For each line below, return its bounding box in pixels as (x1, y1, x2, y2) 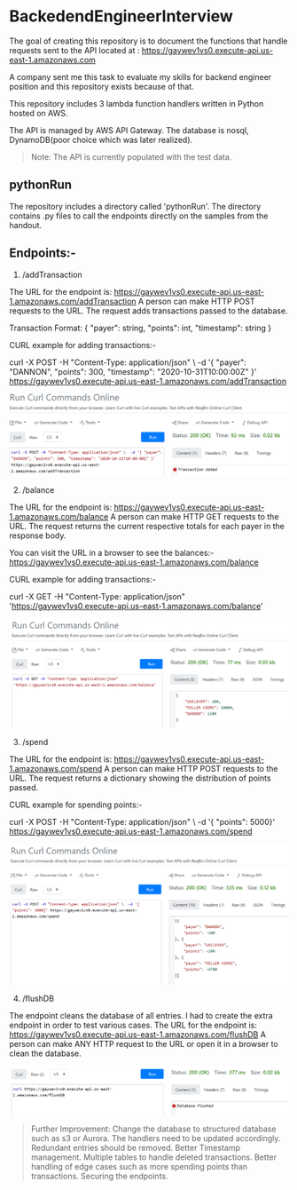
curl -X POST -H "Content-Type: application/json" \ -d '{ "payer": (9, 357, 246, 368)
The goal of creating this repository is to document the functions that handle (9, 36, 288, 46)
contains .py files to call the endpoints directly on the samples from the (9, 210, 269, 221)
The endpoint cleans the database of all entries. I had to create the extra (9, 1011, 273, 1021)
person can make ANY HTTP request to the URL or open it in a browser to (9, 1039, 278, 1050)
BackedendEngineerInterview (9, 6, 233, 27)
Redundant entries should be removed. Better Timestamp (30, 1143, 241, 1154)
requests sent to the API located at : (9, 44, 140, 55)
